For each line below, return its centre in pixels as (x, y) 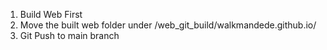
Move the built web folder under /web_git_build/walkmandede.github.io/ (168, 25)
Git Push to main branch (69, 35)
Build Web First (51, 14)
